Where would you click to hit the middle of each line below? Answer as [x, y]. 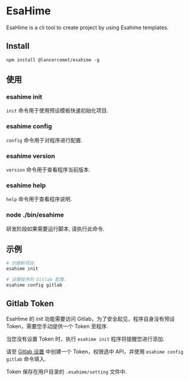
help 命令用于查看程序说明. [39, 199]
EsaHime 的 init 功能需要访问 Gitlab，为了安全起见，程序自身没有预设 [91, 318]
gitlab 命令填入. [26, 359]
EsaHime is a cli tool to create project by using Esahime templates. [87, 27]
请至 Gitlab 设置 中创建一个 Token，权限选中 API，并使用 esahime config [95, 351]
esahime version [31, 156]
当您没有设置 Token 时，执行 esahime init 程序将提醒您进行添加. [85, 339]
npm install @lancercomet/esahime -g [53, 60]
